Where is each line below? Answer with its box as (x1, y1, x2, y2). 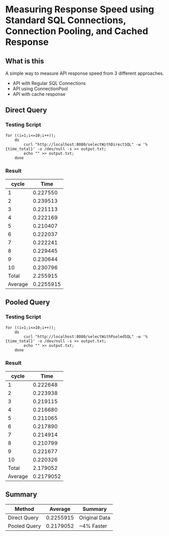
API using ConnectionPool (12, 86, 68, 92)
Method (14, 505, 34, 512)
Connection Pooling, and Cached (5, 26, 149, 37)
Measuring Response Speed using (5, 4, 155, 15)
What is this (5, 56, 45, 65)
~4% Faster (79, 522, 108, 529)
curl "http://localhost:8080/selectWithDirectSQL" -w (24, 142, 141, 147)
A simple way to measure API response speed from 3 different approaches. (5, 70, 164, 76)
